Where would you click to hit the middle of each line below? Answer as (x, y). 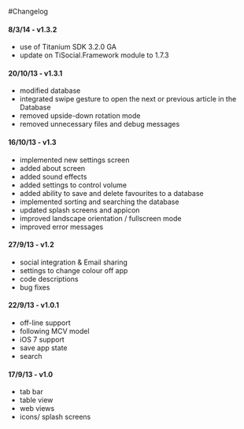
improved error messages (61, 227)
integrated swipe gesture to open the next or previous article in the (128, 99)
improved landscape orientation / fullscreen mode (100, 218)
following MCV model (54, 331)
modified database (50, 91)
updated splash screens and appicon (79, 210)
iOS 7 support (42, 340)
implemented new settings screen (74, 160)
